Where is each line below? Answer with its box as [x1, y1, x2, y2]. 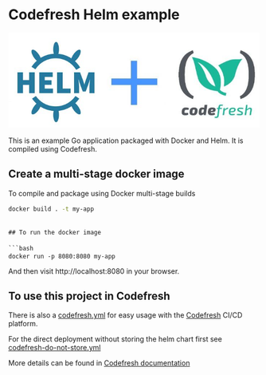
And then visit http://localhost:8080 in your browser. [8, 266, 180, 276]
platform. [8, 319, 38, 329]
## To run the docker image [8, 228, 102, 236]
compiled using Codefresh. [8, 144, 97, 153]
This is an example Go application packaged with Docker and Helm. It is [8, 136, 244, 145]
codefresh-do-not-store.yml [8, 343, 101, 353]
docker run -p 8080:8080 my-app [8, 252, 115, 260]
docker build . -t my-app [8, 205, 94, 213]
